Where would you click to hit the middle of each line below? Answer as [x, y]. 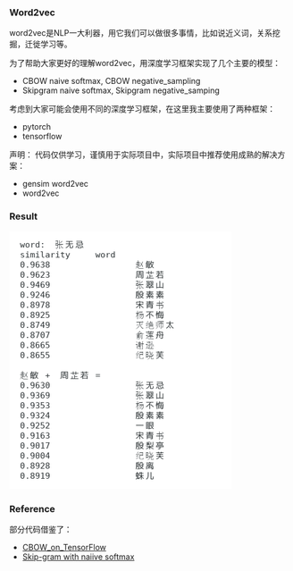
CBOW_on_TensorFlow [64, 547]
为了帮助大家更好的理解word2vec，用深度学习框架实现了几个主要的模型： [145, 63]
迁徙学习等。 [48, 44]
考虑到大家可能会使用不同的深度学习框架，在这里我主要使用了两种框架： [142, 109]
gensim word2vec [55, 184]
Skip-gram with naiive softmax [78, 557]
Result [24, 216]
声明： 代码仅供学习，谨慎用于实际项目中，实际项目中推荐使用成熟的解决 [143, 155]
